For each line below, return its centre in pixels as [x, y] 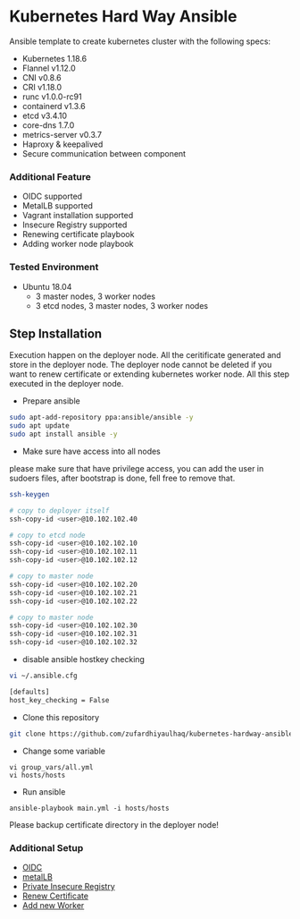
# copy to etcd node [48, 535]
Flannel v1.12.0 [49, 68]
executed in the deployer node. [67, 384]
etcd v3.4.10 [45, 115]
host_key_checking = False [59, 700]
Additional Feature [50, 176]
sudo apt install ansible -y [63, 434]
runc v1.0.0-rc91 [52, 97]
